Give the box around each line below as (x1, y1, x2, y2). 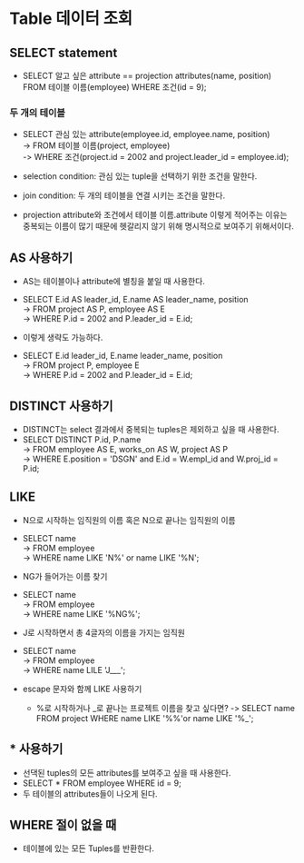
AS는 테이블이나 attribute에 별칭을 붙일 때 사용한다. (22, 276, 206, 287)
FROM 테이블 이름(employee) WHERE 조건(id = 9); (22, 82, 207, 92)
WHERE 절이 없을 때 (9, 817, 117, 832)
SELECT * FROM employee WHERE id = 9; (22, 778, 181, 789)
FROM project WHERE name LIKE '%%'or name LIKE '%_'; (35, 712, 254, 723)
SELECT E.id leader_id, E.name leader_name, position (22, 351, 223, 362)
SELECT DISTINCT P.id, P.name (22, 433, 142, 445)
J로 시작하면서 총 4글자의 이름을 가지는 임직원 (22, 627, 186, 638)
